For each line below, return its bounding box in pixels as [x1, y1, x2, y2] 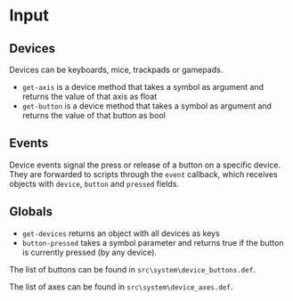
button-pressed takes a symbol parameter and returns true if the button [21, 237, 284, 248]
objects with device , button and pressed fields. [9, 178, 180, 189]
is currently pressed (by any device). [21, 247, 158, 257]
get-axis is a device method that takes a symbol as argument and [21, 82, 265, 92]
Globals [9, 204, 53, 219]
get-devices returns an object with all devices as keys [21, 228, 220, 239]
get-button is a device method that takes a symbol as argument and [21, 101, 272, 111]
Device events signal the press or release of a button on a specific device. [9, 159, 281, 170]
